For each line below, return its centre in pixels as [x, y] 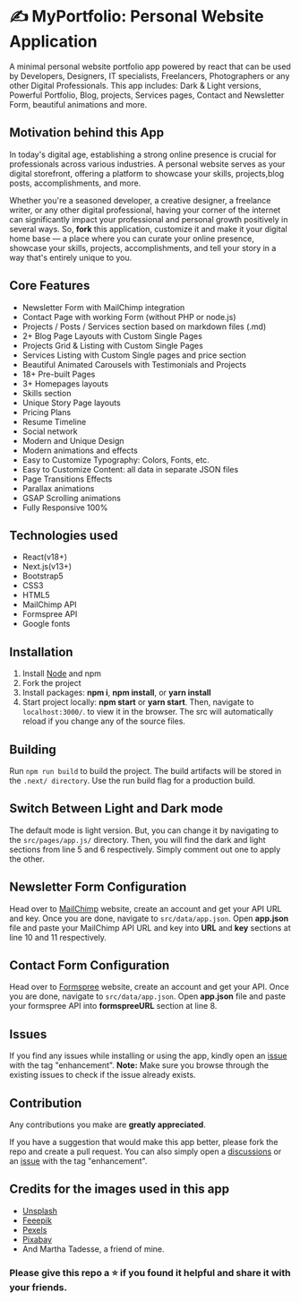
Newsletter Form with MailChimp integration [103, 307]
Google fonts [46, 624]
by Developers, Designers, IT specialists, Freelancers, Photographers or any [150, 75]
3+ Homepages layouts [65, 383]
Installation [41, 651]
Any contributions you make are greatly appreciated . [107, 1124]
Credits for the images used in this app [120, 1189]
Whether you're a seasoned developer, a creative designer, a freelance [140, 200]
